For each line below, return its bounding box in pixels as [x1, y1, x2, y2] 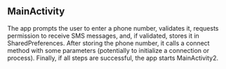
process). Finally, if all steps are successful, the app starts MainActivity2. [7, 54, 219, 62]
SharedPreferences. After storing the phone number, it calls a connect [7, 38, 210, 47]
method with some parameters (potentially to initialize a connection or [7, 46, 209, 54]
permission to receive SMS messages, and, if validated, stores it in [7, 31, 200, 40]
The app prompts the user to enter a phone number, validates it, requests [7, 24, 219, 32]
